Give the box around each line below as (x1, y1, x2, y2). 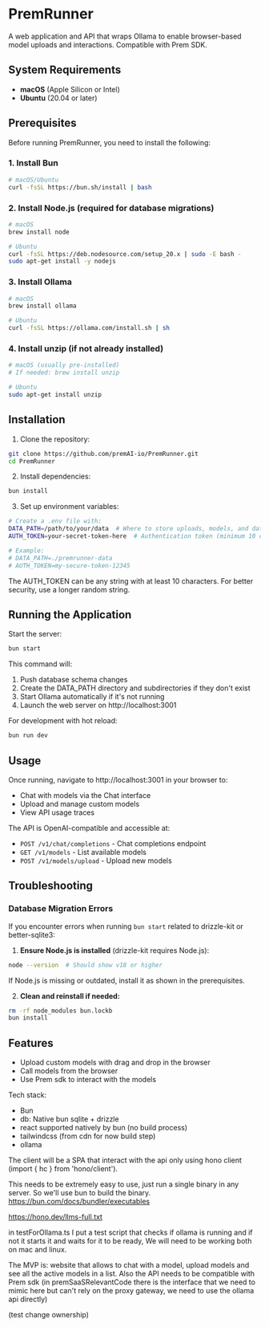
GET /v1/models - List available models (19, 847, 147, 857)
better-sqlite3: (8, 930, 56, 939)
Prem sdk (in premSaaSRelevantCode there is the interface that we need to (8, 1277, 256, 1287)
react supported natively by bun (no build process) (19, 1123, 188, 1133)
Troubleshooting (8, 879, 94, 893)
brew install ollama (8, 302, 78, 310)
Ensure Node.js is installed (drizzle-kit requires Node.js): (19, 945, 210, 955)
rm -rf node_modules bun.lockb (8, 1007, 113, 1015)
